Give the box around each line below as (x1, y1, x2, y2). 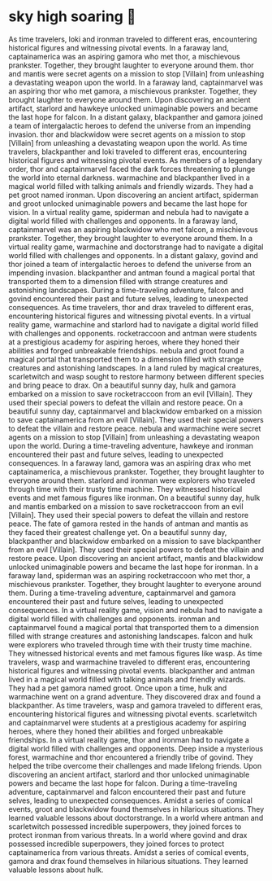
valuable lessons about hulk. (8, 865, 104, 874)
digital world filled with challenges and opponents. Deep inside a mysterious (8, 743, 264, 753)
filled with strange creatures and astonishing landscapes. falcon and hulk (8, 631, 253, 641)
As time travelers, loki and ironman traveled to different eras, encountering (8, 34, 257, 44)
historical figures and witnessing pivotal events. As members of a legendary (8, 155, 262, 165)
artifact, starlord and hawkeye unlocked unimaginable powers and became (8, 103, 258, 113)
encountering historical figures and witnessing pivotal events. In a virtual (8, 311, 252, 321)
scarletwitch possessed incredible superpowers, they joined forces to (8, 822, 242, 831)
